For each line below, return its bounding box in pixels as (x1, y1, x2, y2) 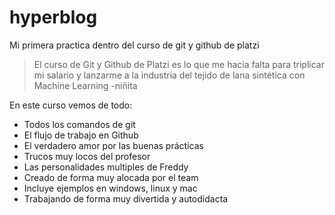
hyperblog (9, 6, 98, 29)
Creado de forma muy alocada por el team (23, 171, 199, 183)
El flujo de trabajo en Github (23, 129, 139, 141)
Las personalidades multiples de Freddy (23, 161, 189, 173)
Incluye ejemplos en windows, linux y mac (23, 182, 198, 194)
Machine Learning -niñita (33, 79, 138, 91)
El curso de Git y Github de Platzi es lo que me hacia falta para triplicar (33, 58, 325, 70)
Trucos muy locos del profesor (23, 150, 151, 162)
